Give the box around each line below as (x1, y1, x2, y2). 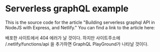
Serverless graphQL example (5, 3, 129, 14)
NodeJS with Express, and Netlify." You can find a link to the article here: (5, 24, 155, 30)
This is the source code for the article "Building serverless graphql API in (5, 19, 155, 25)
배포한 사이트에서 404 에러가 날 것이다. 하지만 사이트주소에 (5, 35, 120, 41)
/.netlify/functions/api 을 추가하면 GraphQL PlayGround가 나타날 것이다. (5, 41, 149, 47)
